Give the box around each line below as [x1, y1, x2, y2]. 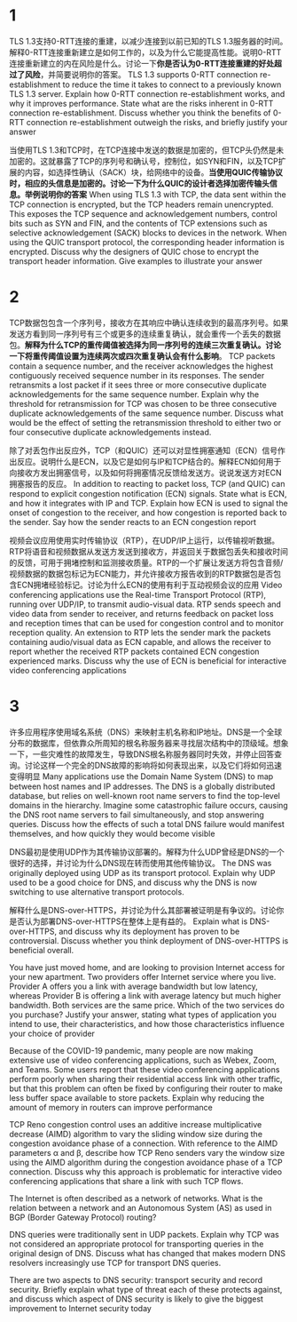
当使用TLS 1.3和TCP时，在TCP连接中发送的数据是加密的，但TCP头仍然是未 [9, 144, 285, 155]
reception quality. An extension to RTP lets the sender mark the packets [9, 627, 271, 638]
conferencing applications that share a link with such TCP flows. [9, 1175, 244, 1186]
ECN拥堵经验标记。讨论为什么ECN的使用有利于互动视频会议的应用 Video [16, 579, 283, 590]
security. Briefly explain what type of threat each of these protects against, [9, 1284, 283, 1294]
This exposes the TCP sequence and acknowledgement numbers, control [9, 208, 277, 219]
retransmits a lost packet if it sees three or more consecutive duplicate [9, 379, 268, 390]
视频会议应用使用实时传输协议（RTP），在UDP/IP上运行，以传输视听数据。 [9, 535, 280, 546]
